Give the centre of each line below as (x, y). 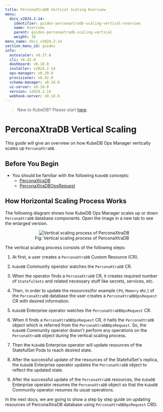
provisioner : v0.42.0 (31, 78)
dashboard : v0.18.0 (29, 64)
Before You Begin (32, 163)
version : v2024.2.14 (30, 91)
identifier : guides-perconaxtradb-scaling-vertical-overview (77, 23)
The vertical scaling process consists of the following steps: (65, 247)
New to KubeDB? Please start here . (52, 110)
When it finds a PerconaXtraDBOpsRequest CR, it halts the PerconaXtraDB (83, 320)
